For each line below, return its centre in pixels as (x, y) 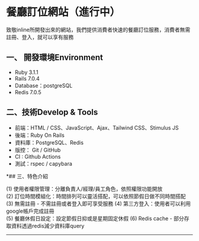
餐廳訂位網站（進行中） (63, 12)
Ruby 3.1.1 (26, 72)
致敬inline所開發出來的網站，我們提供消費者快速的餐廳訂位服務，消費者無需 (98, 30)
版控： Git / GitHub (38, 150)
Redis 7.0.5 (28, 92)
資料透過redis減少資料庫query (48, 226)
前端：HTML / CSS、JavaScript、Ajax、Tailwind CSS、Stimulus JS (97, 127)
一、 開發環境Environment (55, 58)
